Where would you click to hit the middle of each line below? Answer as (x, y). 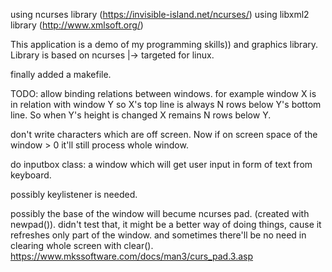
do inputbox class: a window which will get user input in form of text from (161, 164)
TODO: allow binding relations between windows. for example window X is (163, 93)
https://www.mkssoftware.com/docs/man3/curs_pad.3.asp (132, 256)
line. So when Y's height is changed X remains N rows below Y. (141, 115)
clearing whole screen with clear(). (82, 245)
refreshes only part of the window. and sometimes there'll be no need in (158, 235)
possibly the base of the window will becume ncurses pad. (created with (160, 213)
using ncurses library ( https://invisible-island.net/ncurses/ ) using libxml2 (160, 14)
